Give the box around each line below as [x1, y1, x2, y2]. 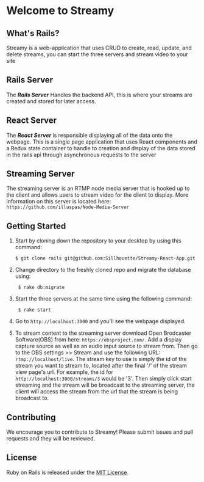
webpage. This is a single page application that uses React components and [6, 138, 198, 145]
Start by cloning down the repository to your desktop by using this [15, 237, 181, 244]
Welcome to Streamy [6, 4, 114, 18]
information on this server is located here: [6, 198, 111, 205]
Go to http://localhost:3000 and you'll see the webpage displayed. [15, 318, 186, 325]
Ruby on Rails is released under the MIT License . [6, 469, 129, 476]
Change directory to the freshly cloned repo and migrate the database [15, 266, 191, 274]
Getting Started [6, 221, 66, 231]
